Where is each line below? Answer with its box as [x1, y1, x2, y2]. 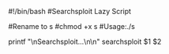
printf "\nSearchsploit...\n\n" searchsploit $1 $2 [8, 37, 162, 46]
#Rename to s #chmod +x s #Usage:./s [8, 22, 136, 31]
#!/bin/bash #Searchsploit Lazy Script [8, 7, 132, 16]
